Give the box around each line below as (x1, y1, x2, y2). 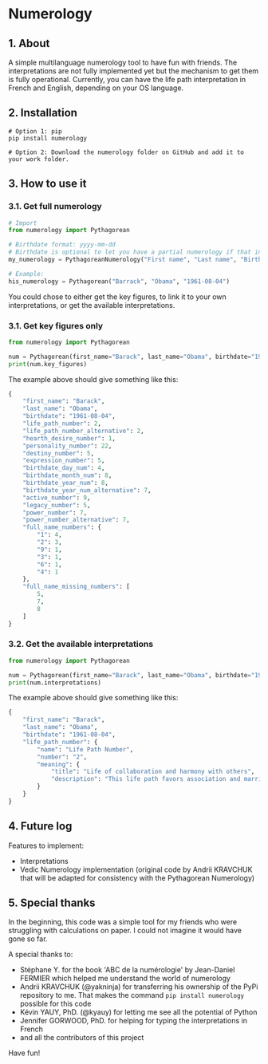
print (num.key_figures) (8, 360, 88, 368)
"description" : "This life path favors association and (50, 775, 241, 783)
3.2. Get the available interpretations (8, 639, 154, 650)
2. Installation (8, 106, 78, 120)
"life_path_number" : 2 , (22, 420, 102, 428)
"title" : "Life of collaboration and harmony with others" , (50, 767, 255, 776)
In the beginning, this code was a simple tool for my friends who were (8, 917, 238, 927)
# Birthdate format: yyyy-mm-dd (8, 241, 116, 249)
